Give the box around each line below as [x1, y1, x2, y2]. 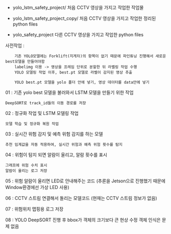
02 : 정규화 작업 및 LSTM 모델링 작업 [5, 110, 79, 116]
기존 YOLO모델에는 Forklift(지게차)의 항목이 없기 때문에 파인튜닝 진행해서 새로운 [14, 54, 166, 59]
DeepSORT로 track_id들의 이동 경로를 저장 [5, 101, 86, 106]
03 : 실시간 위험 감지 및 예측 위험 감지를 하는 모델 [5, 131, 103, 137]
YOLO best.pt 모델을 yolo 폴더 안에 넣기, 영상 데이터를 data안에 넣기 [14, 80, 150, 85]
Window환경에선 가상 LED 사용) [5, 184, 70, 190]
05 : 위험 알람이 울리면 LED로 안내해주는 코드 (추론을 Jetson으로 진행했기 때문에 [5, 178, 166, 184]
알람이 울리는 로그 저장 [5, 168, 47, 173]
